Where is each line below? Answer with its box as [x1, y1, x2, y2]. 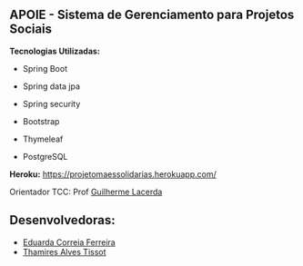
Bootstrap [22, 115, 60, 126]
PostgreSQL [22, 151, 68, 162]
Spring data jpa [22, 81, 80, 92]
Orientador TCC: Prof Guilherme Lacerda [9, 186, 163, 197]
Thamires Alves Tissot [22, 246, 106, 257]
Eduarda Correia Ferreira [22, 236, 116, 248]
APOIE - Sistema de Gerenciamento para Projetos [9, 7, 295, 23]
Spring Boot [22, 63, 68, 74]
